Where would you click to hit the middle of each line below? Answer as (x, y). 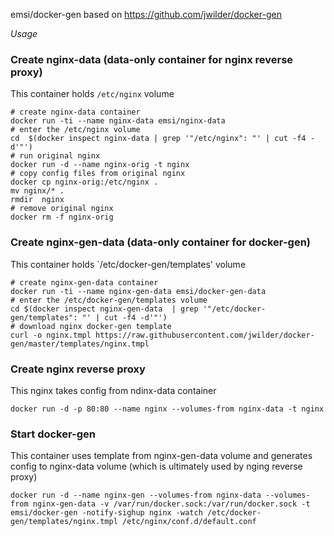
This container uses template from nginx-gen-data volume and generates (161, 456)
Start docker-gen (53, 434)
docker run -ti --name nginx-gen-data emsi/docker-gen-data (138, 291)
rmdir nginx (37, 200)
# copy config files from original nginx (98, 174)
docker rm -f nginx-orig (62, 217)
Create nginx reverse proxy (78, 369)
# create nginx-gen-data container (84, 282)
